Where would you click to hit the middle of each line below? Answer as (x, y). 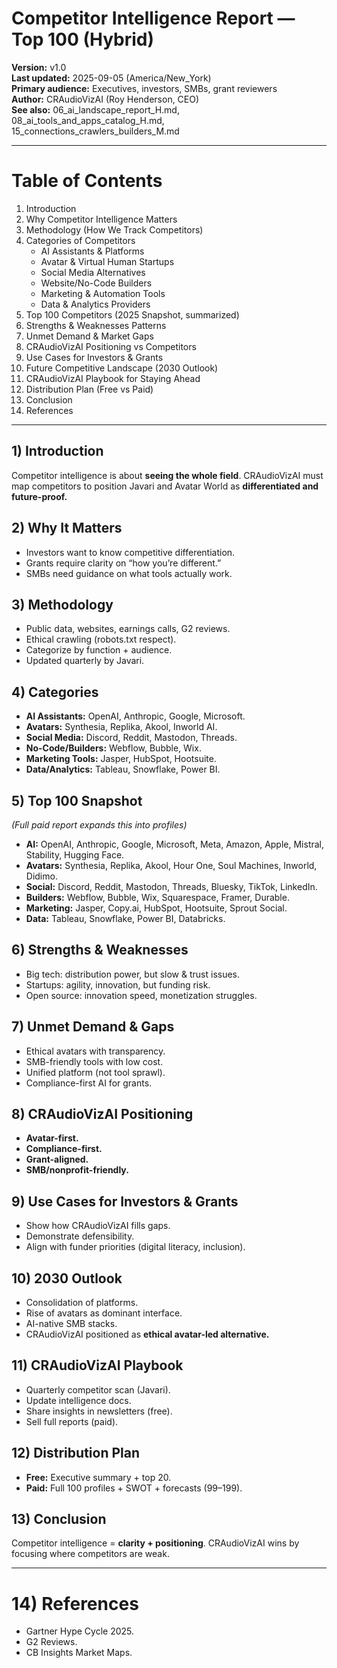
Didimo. (41, 876)
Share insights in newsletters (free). (99, 1411)
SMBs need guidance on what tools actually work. (129, 573)
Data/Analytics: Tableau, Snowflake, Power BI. (123, 769)
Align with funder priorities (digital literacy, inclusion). (135, 1247)
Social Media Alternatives (93, 272)
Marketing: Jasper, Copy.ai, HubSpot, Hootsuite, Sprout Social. (156, 908)
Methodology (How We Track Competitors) (114, 229)
